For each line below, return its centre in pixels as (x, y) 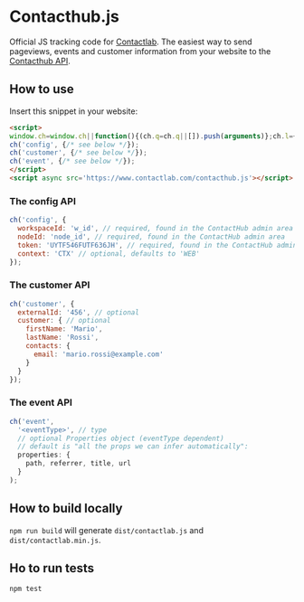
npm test (26, 589)
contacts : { (48, 346)
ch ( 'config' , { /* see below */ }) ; (75, 145)
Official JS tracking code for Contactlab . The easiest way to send (131, 42)
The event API (41, 402)
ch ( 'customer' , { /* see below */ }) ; (78, 153)
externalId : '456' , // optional (79, 312)
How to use (42, 89)
